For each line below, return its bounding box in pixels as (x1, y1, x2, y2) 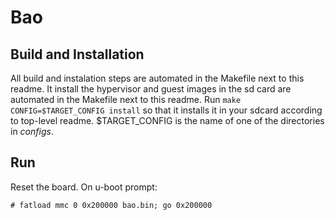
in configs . (10, 126, 54, 137)
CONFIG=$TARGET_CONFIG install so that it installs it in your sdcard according (10, 104, 323, 116)
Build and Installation (10, 46, 145, 63)
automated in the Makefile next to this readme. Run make (10, 94, 242, 105)
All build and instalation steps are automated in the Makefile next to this (10, 72, 305, 84)
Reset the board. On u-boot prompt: (10, 181, 158, 193)
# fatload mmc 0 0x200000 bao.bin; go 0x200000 (10, 200, 213, 210)
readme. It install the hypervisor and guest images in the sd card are (10, 83, 292, 95)
